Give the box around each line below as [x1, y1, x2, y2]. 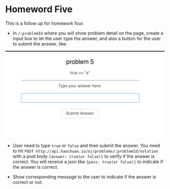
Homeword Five [5, 4, 73, 15]
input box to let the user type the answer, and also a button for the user [12, 35, 161, 41]
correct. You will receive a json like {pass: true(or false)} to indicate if [12, 158, 163, 165]
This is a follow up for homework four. [5, 20, 84, 26]
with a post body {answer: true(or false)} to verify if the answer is [12, 153, 155, 159]
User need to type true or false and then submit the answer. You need [12, 143, 160, 149]
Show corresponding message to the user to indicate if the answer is [12, 173, 156, 180]
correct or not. [12, 179, 43, 185]
